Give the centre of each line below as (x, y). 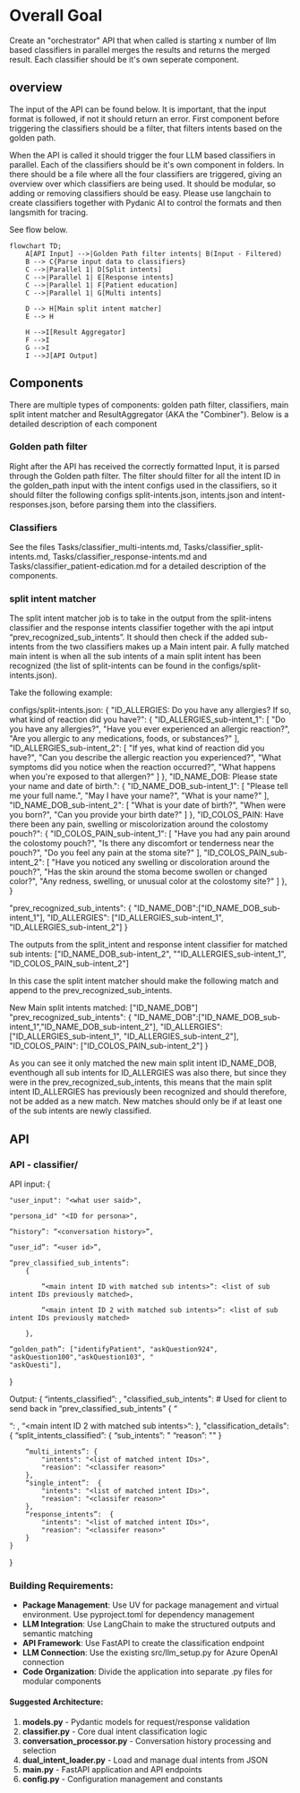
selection (39, 1750)
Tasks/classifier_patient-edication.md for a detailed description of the (138, 566)
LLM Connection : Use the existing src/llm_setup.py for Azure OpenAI (150, 1652)
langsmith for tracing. (49, 212)
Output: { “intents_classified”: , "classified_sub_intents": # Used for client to (148, 1399)
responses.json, (39, 504)
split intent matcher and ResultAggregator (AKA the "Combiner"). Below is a (149, 414)
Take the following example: (61, 693)
